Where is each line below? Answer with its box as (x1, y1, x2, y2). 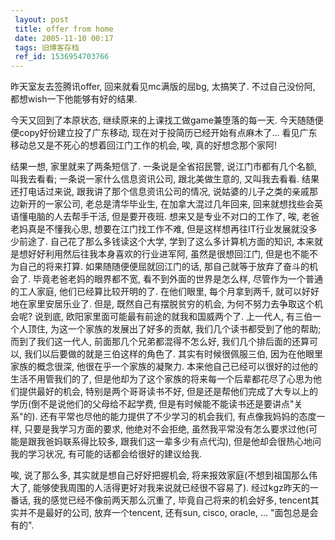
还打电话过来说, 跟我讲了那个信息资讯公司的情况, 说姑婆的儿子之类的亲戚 (10, 186, 310, 198)
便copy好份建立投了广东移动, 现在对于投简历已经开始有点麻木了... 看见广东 (10, 127, 318, 139)
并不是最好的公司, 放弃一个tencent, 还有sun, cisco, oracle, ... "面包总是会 (18, 507, 319, 519)
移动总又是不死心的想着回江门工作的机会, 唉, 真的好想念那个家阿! (10, 139, 277, 151)
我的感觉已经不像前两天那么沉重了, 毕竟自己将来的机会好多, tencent (32, 494, 311, 506)
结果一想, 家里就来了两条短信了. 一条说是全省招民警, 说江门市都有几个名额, (10, 161, 317, 173)
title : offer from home (14, 24, 114, 34)
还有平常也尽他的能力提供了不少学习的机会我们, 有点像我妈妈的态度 (39, 411, 317, 423)
